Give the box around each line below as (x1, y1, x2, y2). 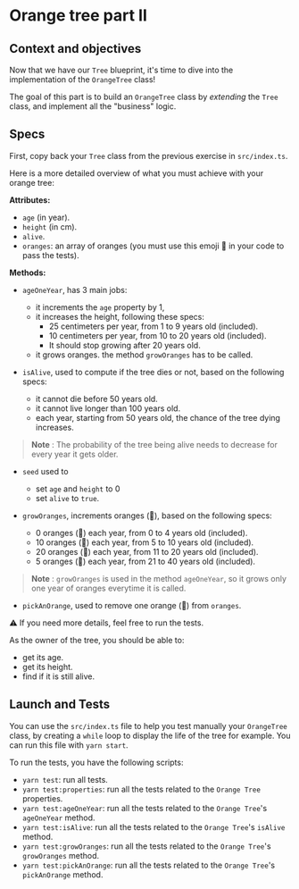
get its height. (21, 661, 73, 672)
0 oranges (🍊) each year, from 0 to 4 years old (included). (35, 527, 248, 538)
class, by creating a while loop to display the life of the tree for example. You (9, 730, 291, 741)
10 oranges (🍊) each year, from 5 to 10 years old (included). (35, 537, 254, 548)
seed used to (21, 465, 69, 476)
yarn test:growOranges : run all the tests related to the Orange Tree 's (21, 841, 271, 851)
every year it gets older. (30, 449, 119, 459)
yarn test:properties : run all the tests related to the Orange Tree (21, 784, 262, 794)
